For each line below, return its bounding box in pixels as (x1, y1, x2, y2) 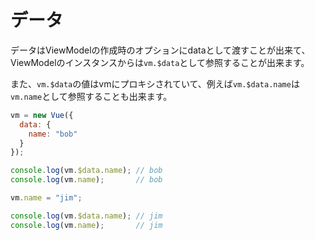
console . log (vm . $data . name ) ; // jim (10, 211, 163, 221)
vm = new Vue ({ (10, 110, 74, 120)
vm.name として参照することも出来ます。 (10, 90, 173, 102)
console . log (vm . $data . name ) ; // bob (10, 166, 163, 176)
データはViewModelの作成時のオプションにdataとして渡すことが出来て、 (10, 44, 311, 56)
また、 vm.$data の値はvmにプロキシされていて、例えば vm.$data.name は (10, 77, 300, 90)
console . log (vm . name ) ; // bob (10, 175, 163, 185)
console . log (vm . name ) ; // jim (10, 220, 163, 230)
